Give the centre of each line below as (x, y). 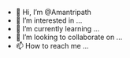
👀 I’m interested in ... (49, 20)
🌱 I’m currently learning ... (58, 29)
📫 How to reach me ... (52, 46)
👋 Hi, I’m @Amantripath (54, 12)
